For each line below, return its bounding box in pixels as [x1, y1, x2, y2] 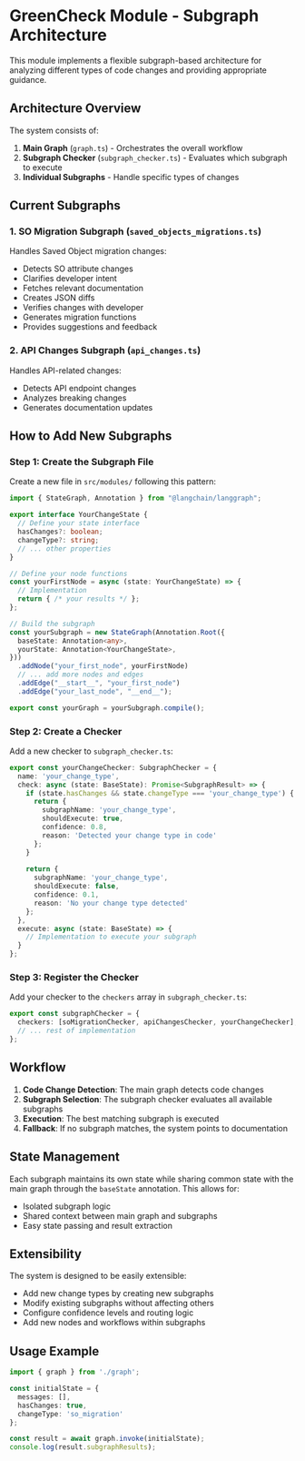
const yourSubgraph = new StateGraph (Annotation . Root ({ [9, 627, 225, 637]
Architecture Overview [9, 101, 142, 117]
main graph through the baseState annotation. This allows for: [9, 1182, 240, 1193]
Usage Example [9, 1344, 100, 1359]
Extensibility [9, 1246, 82, 1262]
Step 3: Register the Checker [9, 971, 139, 984]
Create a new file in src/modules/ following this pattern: [9, 476, 216, 487]
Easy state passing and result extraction [22, 1220, 172, 1231]
